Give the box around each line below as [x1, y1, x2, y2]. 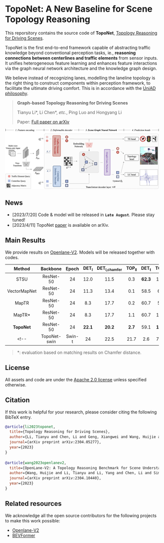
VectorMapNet [7, 288, 37, 294]
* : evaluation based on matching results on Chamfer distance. [17, 349, 142, 355]
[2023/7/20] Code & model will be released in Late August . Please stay [12, 212, 155, 217]
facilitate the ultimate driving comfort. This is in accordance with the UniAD [5, 85, 156, 91]
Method [14, 266, 30, 272]
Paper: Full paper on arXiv [17, 119, 70, 125]
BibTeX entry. [5, 414, 32, 420]
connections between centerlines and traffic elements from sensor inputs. [5, 55, 158, 61]
